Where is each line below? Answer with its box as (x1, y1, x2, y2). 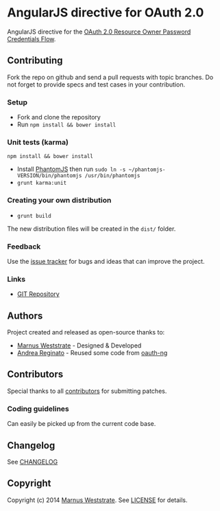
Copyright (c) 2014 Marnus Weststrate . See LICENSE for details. (7, 496, 188, 504)
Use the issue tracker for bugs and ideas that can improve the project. (7, 257, 205, 265)
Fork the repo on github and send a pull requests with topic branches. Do (7, 73, 214, 81)
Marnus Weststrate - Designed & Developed (16, 341, 142, 350)
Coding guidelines (7, 404, 70, 413)
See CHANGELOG (7, 457, 58, 466)
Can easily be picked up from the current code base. (7, 420, 156, 428)
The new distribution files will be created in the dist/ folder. (7, 225, 176, 233)
